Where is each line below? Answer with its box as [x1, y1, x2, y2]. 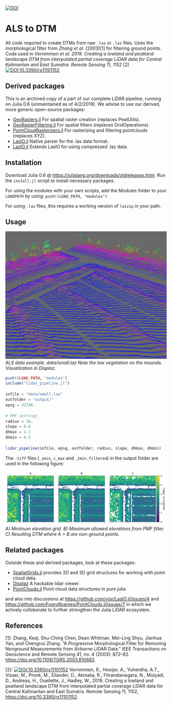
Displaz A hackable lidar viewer [12, 580, 79, 587]
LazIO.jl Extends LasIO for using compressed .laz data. [12, 144, 128, 150]
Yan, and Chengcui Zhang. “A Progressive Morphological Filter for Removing [5, 640, 166, 647]
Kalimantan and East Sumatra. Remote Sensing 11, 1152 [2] [5, 62, 130, 68]
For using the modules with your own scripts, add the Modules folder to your [5, 187, 167, 193]
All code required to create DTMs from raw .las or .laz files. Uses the [5, 39, 154, 46]
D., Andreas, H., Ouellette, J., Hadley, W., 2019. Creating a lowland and [5, 677, 154, 684]
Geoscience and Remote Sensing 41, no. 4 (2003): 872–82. [5, 651, 130, 657]
